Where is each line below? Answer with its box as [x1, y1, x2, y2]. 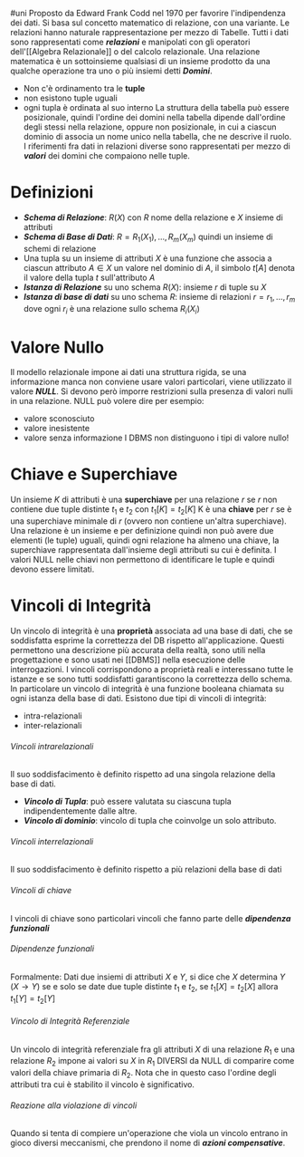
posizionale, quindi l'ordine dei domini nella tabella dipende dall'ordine [23, 112, 286, 122]
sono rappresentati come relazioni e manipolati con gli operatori [10, 36, 251, 47]
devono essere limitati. [10, 564, 95, 574]
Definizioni [10, 182, 94, 203]
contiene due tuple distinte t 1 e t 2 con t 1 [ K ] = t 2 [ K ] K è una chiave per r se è [10, 504, 292, 516]
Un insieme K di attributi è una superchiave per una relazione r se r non [10, 494, 278, 506]
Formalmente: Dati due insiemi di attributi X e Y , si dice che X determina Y [10, 971, 286, 982]
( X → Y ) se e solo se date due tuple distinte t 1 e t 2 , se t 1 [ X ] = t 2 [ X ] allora [10, 980, 279, 994]
